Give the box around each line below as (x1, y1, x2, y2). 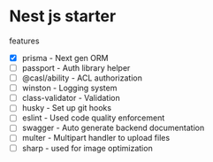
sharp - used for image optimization (21, 143, 153, 153)
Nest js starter (9, 6, 117, 27)
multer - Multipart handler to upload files (21, 133, 171, 143)
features (9, 35, 40, 46)
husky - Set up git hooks (21, 103, 112, 113)
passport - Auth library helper (21, 63, 131, 73)
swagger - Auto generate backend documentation (21, 122, 205, 134)
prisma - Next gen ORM (21, 52, 109, 63)
